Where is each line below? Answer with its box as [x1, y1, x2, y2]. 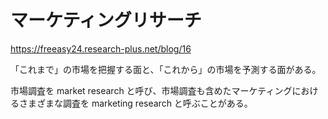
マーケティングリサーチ [10, 9, 202, 32]
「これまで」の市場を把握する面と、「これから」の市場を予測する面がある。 [10, 63, 322, 75]
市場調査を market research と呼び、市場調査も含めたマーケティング [10, 84, 293, 96]
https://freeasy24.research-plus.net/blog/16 [10, 42, 192, 55]
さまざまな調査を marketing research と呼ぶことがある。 [18, 97, 253, 109]
